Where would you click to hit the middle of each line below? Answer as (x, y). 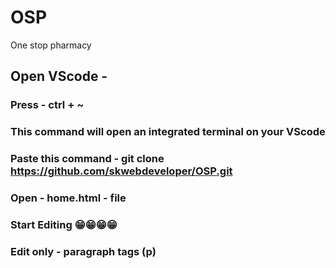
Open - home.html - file (68, 198)
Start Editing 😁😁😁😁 (64, 224)
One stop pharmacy (51, 45)
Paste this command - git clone (87, 159)
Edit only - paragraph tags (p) (83, 251)
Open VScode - (59, 76)
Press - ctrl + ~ (47, 105)
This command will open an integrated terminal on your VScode (168, 132)
